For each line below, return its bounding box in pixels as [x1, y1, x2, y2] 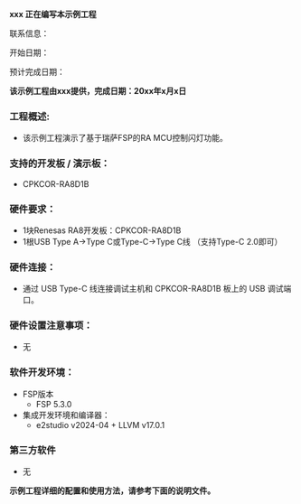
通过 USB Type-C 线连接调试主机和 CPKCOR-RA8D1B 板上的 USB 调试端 [22, 284, 292, 294]
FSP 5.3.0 [35, 398, 72, 409]
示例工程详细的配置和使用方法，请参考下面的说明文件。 [9, 485, 215, 496]
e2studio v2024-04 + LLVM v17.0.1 [35, 419, 165, 430]
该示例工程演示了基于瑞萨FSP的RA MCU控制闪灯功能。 [22, 133, 228, 144]
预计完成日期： [9, 67, 65, 77]
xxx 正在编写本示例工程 [9, 9, 97, 19]
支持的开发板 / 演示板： [9, 157, 110, 170]
